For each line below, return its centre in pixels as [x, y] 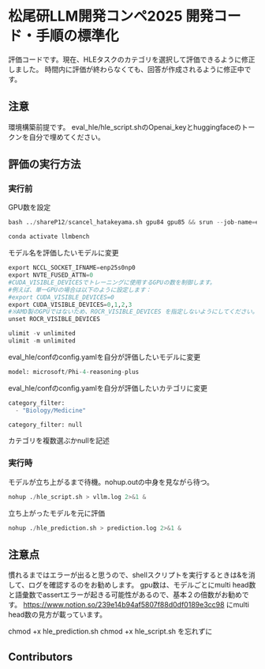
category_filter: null [45, 425]
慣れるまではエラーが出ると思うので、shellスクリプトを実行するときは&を [129, 575]
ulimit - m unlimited [42, 341]
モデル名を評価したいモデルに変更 [63, 253]
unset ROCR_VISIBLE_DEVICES [54, 319]
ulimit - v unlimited [42, 334]
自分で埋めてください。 [67, 137]
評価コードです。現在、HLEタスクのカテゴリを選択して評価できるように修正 [132, 59]
